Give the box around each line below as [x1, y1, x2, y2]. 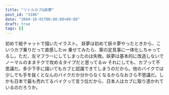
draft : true [5, 21, 30, 27]
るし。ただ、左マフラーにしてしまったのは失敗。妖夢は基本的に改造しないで [5, 53, 164, 59]
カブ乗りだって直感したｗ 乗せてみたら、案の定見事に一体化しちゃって [14, 47, 161, 53]
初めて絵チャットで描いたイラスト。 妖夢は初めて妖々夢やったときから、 [5, 41, 157, 47]
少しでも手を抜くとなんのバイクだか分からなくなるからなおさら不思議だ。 [5, 72, 160, 78]
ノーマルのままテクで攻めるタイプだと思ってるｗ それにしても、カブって [5, 59, 156, 65]
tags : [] [5, 26, 24, 31]
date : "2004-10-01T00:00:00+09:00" [5, 17, 80, 22]
